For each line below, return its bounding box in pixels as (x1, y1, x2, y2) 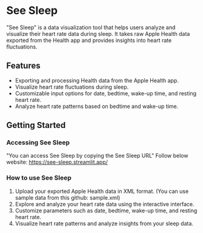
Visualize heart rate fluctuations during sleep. (15, 83, 129, 90)
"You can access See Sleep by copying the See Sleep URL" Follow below (6, 152, 188, 160)
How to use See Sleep (6, 174, 72, 182)
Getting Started (6, 120, 66, 130)
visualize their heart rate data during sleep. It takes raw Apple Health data (6, 30, 190, 37)
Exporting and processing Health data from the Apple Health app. (15, 76, 179, 84)
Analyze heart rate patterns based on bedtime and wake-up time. (15, 103, 179, 110)
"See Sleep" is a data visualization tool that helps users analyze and (6, 24, 176, 31)
